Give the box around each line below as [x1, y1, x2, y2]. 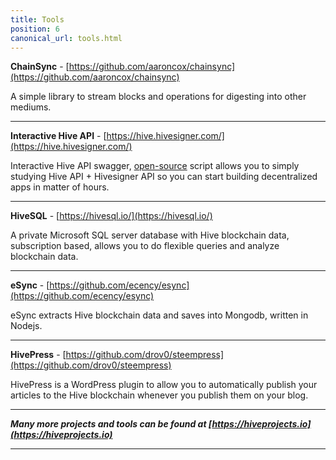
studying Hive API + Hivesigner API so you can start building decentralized [10, 171, 318, 183]
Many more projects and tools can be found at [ [10, 418, 213, 430]
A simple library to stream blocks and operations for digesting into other [10, 91, 307, 103]
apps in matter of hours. [10, 181, 110, 193]
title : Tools [10, 14, 65, 25]
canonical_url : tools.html [10, 33, 123, 43]
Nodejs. [10, 320, 43, 332]
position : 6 [10, 24, 60, 34]
